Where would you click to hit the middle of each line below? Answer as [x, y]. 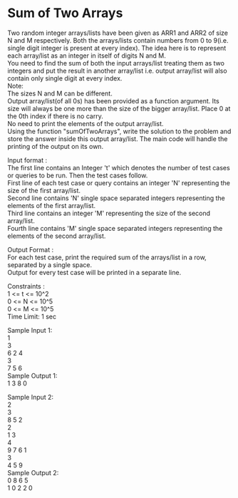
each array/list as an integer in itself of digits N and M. [87, 56]
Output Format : [31, 249]
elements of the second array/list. [57, 236]
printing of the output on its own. [56, 146]
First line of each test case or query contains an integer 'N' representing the [119, 182]
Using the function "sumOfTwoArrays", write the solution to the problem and [119, 131]
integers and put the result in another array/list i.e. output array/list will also [117, 71]
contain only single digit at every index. [65, 78]
